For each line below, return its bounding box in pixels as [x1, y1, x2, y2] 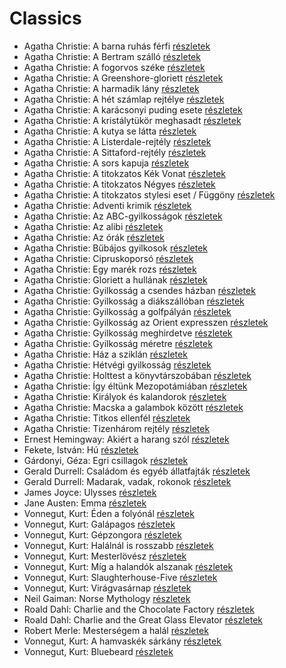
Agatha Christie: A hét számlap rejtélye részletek [23, 93, 225, 105]
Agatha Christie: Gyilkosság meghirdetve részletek [23, 327, 233, 339]
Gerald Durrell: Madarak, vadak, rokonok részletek [23, 475, 232, 487]
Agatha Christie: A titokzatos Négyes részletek [23, 178, 216, 190]
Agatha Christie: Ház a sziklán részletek [23, 348, 188, 360]
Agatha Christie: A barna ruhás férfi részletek [23, 40, 211, 52]
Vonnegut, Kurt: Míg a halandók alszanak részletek [23, 560, 234, 572]
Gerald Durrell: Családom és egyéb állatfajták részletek [23, 465, 251, 477]
